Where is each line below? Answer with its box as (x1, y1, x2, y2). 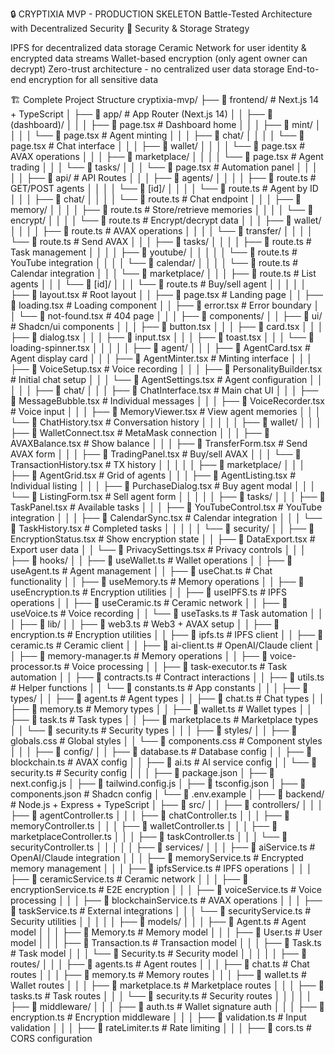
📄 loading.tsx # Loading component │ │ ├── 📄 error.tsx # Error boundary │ (10, 299, 320, 311)
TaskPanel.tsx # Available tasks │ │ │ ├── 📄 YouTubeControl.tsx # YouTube (10, 501, 323, 513)
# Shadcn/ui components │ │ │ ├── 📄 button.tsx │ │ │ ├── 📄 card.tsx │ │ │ (10, 321, 324, 332)
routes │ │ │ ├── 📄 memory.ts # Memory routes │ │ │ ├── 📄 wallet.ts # (10, 969, 307, 980)
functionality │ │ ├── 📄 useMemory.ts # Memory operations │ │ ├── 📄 (10, 576, 305, 587)
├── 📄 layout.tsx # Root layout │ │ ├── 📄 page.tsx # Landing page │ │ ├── (10, 289, 323, 300)
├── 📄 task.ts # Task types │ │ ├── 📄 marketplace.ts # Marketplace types (10, 714, 319, 725)
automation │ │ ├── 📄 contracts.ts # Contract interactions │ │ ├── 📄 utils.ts (10, 671, 325, 683)
